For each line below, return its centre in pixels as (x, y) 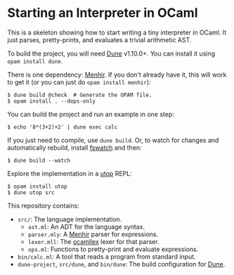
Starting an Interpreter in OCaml (103, 13)
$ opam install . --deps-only (52, 101)
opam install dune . (35, 60)
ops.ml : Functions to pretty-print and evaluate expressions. (113, 249)
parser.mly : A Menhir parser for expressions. (93, 234)
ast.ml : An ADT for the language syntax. (86, 226)
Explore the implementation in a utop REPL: (70, 173)
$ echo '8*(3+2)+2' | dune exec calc (63, 127)
